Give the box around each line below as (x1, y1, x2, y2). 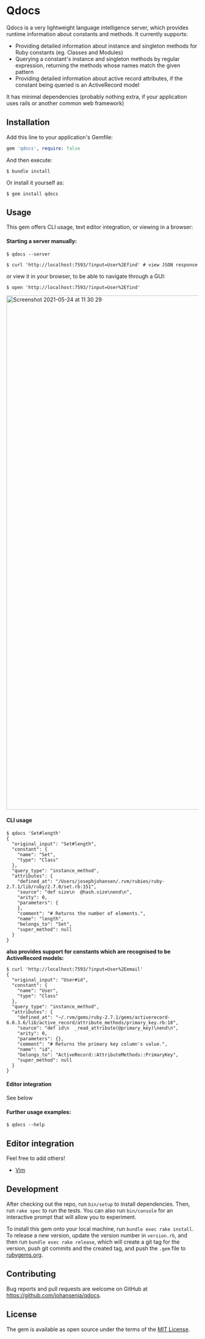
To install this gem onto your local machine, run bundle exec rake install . (6, 1225, 194, 1232)
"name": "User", (17, 988, 59, 994)
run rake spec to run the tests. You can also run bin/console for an (6, 1206, 173, 1214)
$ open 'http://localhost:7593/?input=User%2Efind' (6, 284, 140, 290)
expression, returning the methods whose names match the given (15, 62, 181, 69)
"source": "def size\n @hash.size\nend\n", (17, 889, 132, 895)
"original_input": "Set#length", (12, 841, 97, 847)
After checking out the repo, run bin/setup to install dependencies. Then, (6, 1200, 190, 1208)
